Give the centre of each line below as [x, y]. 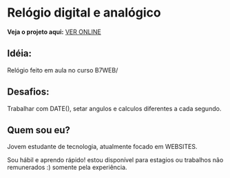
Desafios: [28, 92]
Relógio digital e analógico [84, 13]
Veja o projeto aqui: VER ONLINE [54, 32]
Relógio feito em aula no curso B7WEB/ [63, 70]
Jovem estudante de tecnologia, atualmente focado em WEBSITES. [102, 147]
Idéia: [20, 53]
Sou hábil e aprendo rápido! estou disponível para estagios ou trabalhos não [115, 160]
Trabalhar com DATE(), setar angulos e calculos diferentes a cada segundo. [114, 108]
